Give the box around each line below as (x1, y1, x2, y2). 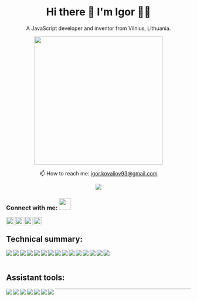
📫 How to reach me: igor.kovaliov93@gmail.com (39, 170, 158, 177)
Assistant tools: (6, 273, 65, 283)
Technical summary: (6, 234, 83, 244)
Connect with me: (6, 204, 58, 212)
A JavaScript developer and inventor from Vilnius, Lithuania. (26, 25, 171, 32)
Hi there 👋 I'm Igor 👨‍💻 (46, 5, 151, 19)
